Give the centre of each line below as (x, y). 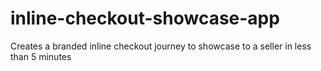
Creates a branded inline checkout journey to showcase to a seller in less (161, 46)
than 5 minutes (41, 56)
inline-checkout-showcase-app (145, 18)
